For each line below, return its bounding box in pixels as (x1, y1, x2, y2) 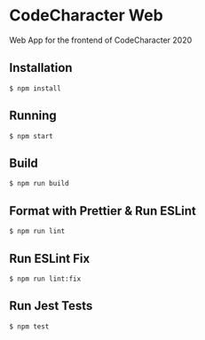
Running (9, 108, 58, 123)
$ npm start (9, 131, 53, 140)
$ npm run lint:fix (9, 274, 82, 283)
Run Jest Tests (9, 298, 93, 313)
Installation (9, 60, 73, 75)
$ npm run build (9, 179, 69, 188)
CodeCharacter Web (9, 5, 164, 26)
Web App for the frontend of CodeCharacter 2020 (9, 35, 193, 45)
